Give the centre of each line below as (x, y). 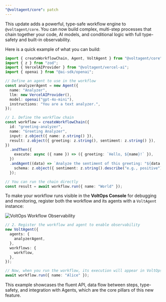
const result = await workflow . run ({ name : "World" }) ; (64, 186)
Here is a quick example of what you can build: (53, 49)
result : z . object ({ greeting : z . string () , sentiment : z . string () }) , (83, 141)
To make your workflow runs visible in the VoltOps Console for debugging (81, 196)
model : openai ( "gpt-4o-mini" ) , (42, 100)
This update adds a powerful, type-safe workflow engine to (65, 24)
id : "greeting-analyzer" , (36, 127)
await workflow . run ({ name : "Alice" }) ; (47, 275)
